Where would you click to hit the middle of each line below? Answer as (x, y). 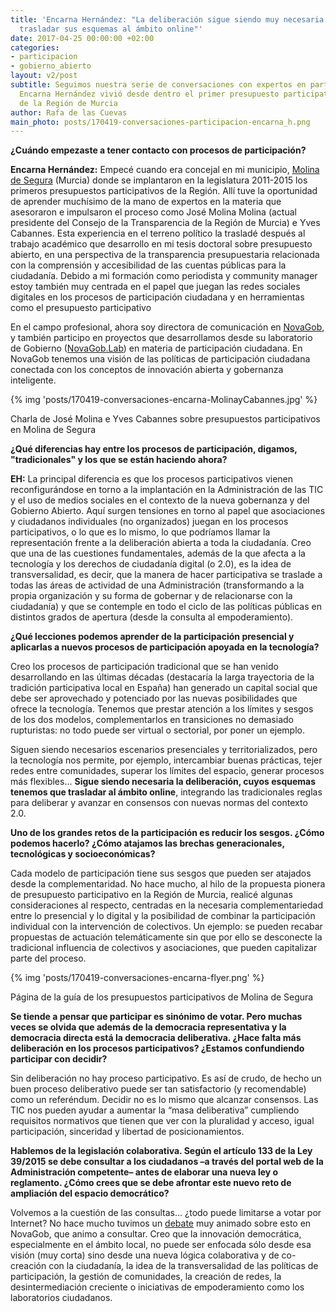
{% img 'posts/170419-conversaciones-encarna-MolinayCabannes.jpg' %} (164, 400)
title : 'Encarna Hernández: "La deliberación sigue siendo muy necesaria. (169, 19)
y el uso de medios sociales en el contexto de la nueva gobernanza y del (160, 500)
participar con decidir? (59, 1059)
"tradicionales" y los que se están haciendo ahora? (119, 460)
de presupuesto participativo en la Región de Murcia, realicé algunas (151, 895)
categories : (35, 47)
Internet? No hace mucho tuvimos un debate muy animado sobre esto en (161, 1223)
